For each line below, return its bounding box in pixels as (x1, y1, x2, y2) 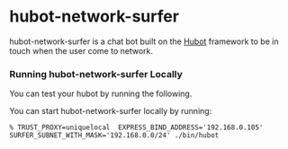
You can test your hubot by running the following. (9, 88, 193, 100)
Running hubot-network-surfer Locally (9, 67, 183, 80)
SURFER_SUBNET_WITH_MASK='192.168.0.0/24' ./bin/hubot (9, 131, 220, 140)
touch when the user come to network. (9, 45, 153, 56)
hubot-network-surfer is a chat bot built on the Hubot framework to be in (9, 36, 279, 47)
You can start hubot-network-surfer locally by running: (9, 106, 212, 117)
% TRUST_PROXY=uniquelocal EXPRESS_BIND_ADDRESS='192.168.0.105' (9, 123, 264, 132)
